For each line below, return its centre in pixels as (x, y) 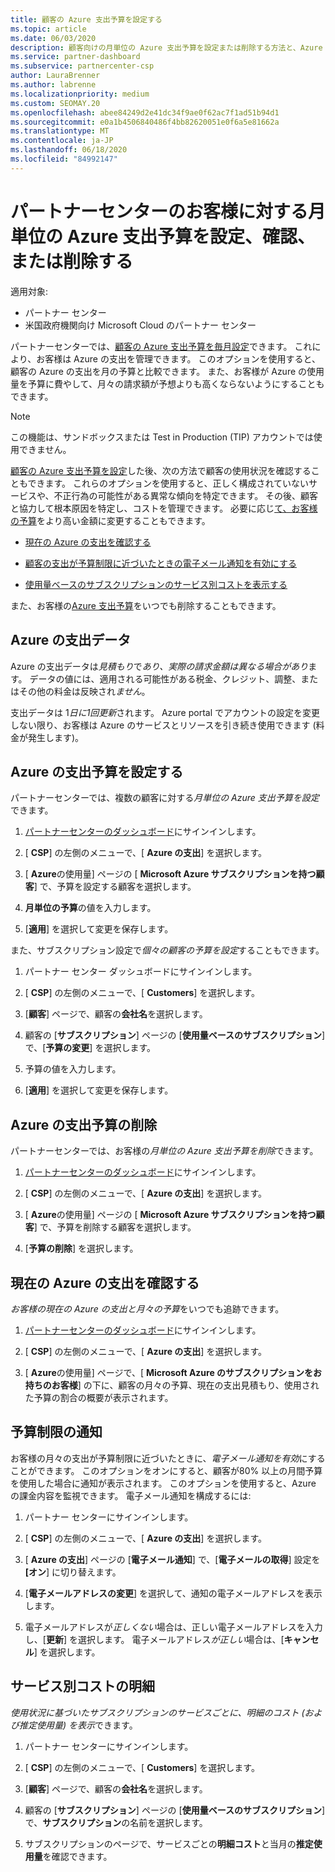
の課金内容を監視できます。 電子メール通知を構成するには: (131, 1495)
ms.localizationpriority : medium (80, 94)
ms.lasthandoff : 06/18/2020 (69, 150)
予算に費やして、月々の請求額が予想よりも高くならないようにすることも (176, 383)
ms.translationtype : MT (60, 131)
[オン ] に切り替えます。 (73, 1572)
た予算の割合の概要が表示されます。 (99, 1397)
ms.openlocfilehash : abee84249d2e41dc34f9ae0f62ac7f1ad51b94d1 (145, 112)
